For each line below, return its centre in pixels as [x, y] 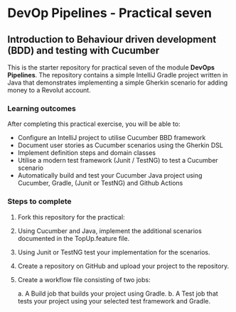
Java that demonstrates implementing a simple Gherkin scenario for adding [118, 82]
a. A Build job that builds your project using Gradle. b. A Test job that [118, 294]
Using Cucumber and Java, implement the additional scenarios [110, 231]
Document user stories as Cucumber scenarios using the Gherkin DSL [120, 145]
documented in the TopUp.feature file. [74, 238]
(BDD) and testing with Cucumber [84, 50]
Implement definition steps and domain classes [87, 153]
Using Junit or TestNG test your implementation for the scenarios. [114, 252]
